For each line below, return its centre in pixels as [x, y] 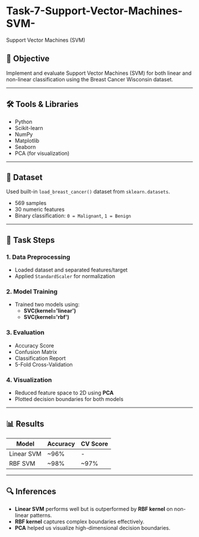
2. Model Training [32, 291]
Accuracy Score [34, 345]
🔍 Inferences [31, 492]
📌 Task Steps [31, 240]
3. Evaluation [25, 333]
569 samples [31, 203]
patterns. [41, 515]
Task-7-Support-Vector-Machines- [94, 11]
